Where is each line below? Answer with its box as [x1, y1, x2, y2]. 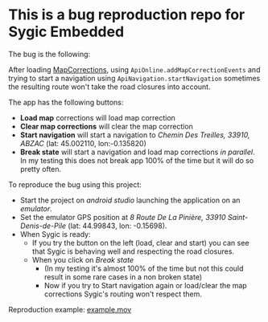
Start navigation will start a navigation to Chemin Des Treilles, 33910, [19, 130, 250, 140]
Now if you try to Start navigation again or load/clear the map [43, 280, 247, 290]
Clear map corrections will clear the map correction [19, 121, 193, 131]
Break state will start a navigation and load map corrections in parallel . [19, 147, 255, 157]
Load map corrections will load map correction [19, 112, 175, 122]
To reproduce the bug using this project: [8, 179, 142, 190]
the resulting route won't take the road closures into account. [8, 82, 211, 92]
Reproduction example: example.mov [8, 304, 132, 314]
